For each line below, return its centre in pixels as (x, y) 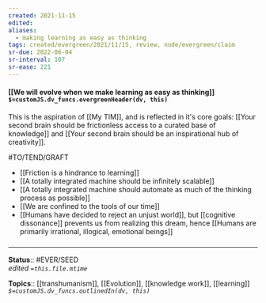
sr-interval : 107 (37, 60)
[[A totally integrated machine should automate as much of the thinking (135, 189)
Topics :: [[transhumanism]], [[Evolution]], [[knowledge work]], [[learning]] (129, 284)
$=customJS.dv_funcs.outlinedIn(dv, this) (79, 291)
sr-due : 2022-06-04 (40, 52)
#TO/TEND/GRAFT (38, 157)
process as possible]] (55, 198)
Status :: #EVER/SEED (44, 260)
